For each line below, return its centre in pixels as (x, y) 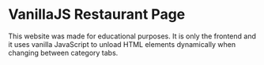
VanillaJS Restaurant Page (97, 14)
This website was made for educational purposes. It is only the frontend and (132, 36)
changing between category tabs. (63, 52)
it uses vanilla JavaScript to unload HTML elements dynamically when (122, 44)
